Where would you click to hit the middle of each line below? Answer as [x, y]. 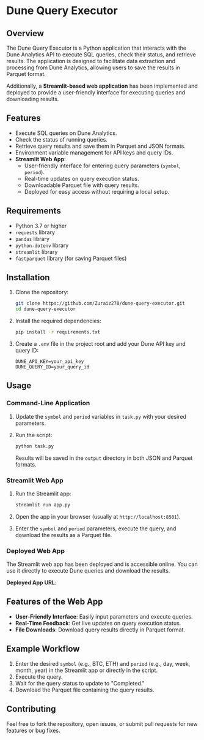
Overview [25, 33]
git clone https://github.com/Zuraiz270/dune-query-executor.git [100, 303]
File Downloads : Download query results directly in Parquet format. [100, 630]
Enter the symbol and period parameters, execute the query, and [96, 528]
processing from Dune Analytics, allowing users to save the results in [93, 67]
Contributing [31, 709]
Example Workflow [43, 649]
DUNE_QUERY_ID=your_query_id [52, 367]
